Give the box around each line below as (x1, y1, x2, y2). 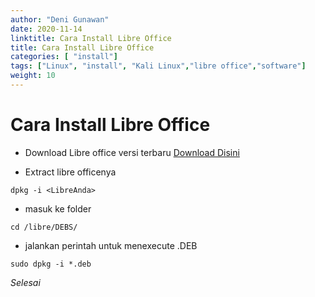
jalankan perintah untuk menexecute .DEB (24, 239, 198, 251)
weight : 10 (10, 71, 56, 81)
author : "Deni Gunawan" (10, 14, 110, 25)
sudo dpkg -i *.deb (10, 259, 92, 269)
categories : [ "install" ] (10, 52, 118, 62)
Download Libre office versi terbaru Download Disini (24, 146, 240, 158)
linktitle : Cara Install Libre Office (10, 33, 172, 43)
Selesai (10, 276, 41, 288)
